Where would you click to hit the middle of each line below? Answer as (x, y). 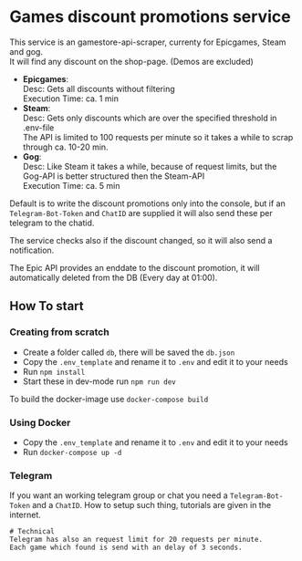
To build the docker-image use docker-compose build (109, 399)
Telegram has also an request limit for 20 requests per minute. (136, 540)
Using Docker (40, 422)
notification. (32, 250)
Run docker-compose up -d (72, 452)
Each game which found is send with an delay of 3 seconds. (126, 548)
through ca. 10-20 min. (65, 147)
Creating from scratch (59, 332)
